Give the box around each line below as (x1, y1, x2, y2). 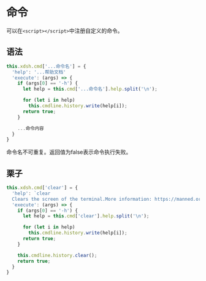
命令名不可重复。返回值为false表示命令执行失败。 (6, 148, 132, 156)
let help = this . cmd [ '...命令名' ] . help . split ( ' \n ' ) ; (22, 86, 158, 92)
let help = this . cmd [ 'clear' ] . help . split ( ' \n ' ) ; (22, 213, 150, 219)
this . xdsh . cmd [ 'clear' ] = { (6, 185, 78, 191)
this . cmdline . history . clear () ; (17, 252, 97, 258)
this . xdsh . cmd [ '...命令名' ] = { (6, 63, 86, 69)
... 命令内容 (17, 125, 44, 132)
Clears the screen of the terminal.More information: (12, 196, 152, 202)
